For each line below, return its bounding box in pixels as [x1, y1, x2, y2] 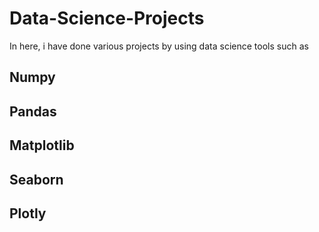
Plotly [9, 205, 47, 222]
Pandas [9, 103, 57, 120]
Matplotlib [9, 137, 75, 154]
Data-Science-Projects [9, 7, 205, 30]
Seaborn [9, 171, 64, 188]
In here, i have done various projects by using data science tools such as [9, 40, 309, 52]
